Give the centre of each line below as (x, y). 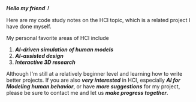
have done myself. (29, 26)
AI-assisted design (39, 56)
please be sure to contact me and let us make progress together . (88, 93)
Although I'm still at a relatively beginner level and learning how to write (94, 74)
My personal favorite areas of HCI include (58, 38)
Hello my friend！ (28, 8)
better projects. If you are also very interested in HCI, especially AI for (94, 80)
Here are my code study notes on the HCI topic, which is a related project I (98, 20)
